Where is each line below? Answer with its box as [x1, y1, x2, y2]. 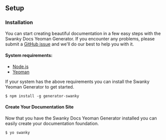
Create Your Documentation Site [5, 104, 74, 110]
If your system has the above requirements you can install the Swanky [5, 78, 150, 84]
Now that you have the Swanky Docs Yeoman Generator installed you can [5, 115, 157, 121]
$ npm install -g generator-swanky [5, 93, 79, 98]
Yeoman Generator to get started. [5, 83, 74, 89]
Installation [5, 19, 33, 26]
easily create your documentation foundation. [5, 120, 99, 126]
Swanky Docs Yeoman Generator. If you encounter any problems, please [5, 35, 155, 41]
